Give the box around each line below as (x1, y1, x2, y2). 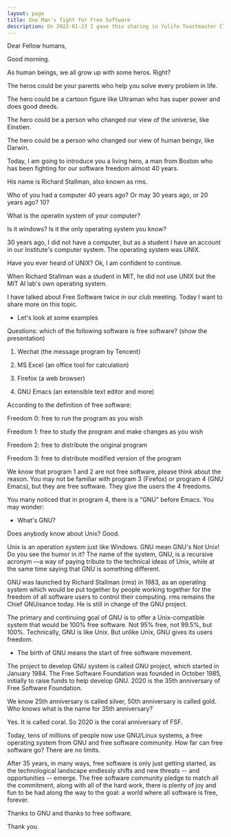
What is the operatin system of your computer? (7, 211, 141, 220)
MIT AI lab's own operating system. (7, 279, 108, 288)
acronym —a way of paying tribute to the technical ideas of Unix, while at (7, 558, 215, 566)
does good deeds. (7, 103, 59, 111)
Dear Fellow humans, (7, 42, 67, 50)
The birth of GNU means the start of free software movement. (16, 648, 192, 657)
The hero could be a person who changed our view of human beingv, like (7, 136, 214, 145)
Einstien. (7, 123, 32, 131)
